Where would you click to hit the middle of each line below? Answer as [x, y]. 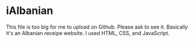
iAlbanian [30, 11]
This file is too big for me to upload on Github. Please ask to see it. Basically [97, 27]
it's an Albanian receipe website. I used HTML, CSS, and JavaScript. [88, 33]
